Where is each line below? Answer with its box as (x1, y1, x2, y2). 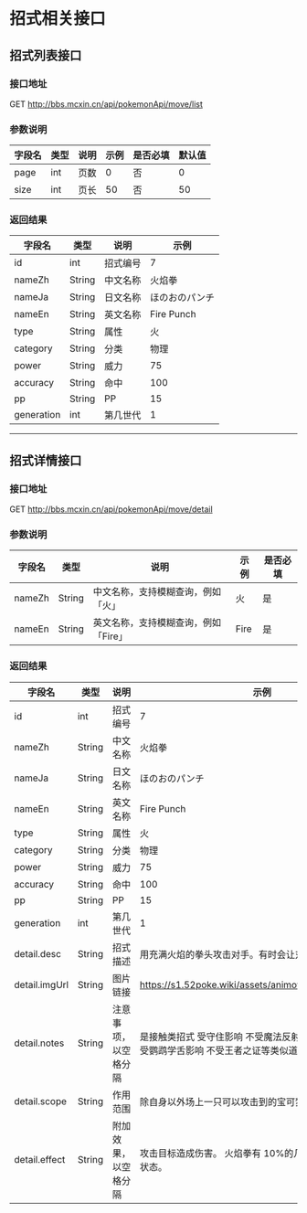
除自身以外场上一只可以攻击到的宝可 (140, 1095, 296, 1108)
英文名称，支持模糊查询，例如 (92, 616, 222, 629)
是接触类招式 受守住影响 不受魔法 (140, 1030, 282, 1043)
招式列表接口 (9, 48, 82, 63)
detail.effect (14, 1153, 66, 1165)
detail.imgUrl (14, 978, 69, 991)
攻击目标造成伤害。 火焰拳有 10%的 (140, 1146, 294, 1159)
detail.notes (14, 1037, 65, 1049)
